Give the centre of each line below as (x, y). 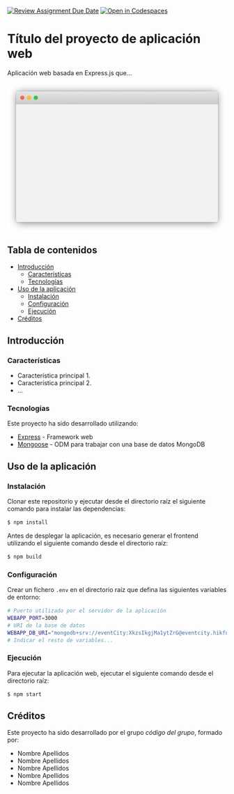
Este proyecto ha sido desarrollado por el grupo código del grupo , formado (115, 733)
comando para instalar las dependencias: (67, 509)
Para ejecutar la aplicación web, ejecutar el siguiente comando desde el (110, 673)
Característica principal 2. (54, 383)
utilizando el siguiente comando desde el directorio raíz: (88, 543)
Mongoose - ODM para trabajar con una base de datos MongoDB (111, 444)
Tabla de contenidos (52, 250)
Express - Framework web (55, 437)
